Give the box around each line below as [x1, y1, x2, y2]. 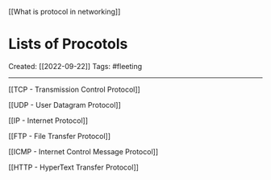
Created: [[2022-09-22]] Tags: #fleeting [8, 61, 143, 71]
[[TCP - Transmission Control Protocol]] [8, 84, 141, 94]
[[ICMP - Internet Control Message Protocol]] [8, 146, 159, 156]
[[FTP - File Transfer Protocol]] [8, 131, 111, 141]
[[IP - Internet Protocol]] [8, 116, 89, 125]
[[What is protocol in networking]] [8, 7, 121, 16]
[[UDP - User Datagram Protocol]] [8, 100, 121, 109]
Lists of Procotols [8, 35, 128, 53]
